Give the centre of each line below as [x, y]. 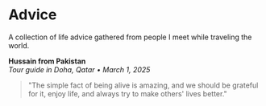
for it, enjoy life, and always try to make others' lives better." [127, 93]
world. [19, 45]
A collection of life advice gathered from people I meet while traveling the [130, 37]
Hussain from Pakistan [47, 61]
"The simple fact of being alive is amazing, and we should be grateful [143, 85]
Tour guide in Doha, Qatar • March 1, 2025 [79, 69]
